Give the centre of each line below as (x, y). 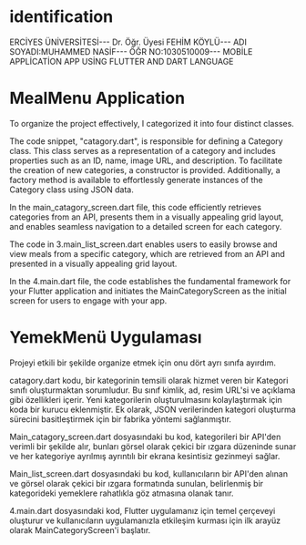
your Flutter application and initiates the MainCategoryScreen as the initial (148, 291)
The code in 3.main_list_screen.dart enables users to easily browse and (143, 244)
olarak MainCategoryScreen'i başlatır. (80, 530)
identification (61, 17)
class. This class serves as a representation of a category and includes (143, 150)
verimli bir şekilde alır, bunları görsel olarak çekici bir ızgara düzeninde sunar (153, 446)
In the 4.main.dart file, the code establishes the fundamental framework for (150, 281)
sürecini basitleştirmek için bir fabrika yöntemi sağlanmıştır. (121, 419)
